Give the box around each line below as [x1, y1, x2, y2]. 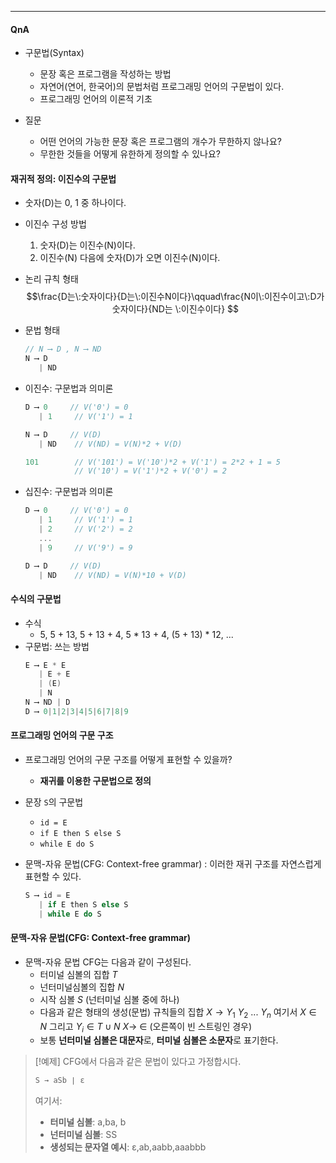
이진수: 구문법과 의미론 [24, 382, 114, 395]
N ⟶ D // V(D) [24, 429, 102, 440]
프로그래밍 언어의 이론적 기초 [39, 93, 153, 105]
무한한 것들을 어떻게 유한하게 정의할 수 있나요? [39, 148, 221, 160]
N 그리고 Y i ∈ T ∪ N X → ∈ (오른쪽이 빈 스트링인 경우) [39, 1020, 253, 1035]
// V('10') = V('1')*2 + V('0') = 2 [74, 466, 227, 476]
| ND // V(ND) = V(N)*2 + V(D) [38, 439, 183, 449]
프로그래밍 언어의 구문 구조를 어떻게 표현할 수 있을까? [24, 754, 233, 766]
